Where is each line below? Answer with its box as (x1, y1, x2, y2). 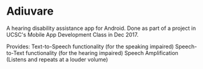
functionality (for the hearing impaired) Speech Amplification (25, 49, 179, 56)
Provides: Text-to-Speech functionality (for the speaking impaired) (6, 43, 174, 50)
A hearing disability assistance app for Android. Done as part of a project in (6, 24, 196, 32)
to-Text (6, 49, 24, 56)
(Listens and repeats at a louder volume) (6, 56, 108, 63)
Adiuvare (6, 4, 54, 18)
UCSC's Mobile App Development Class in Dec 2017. (6, 31, 139, 38)
